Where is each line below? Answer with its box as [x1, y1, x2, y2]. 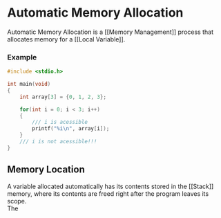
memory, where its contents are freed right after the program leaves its [7, 189, 209, 198]
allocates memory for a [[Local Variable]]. [7, 35, 126, 43]
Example [7, 52, 37, 62]
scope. [7, 197, 27, 205]
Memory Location [7, 164, 85, 176]
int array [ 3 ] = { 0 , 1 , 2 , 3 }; [19, 93, 107, 100]
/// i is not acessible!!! [19, 138, 97, 145]
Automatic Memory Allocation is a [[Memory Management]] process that [7, 28, 214, 36]
